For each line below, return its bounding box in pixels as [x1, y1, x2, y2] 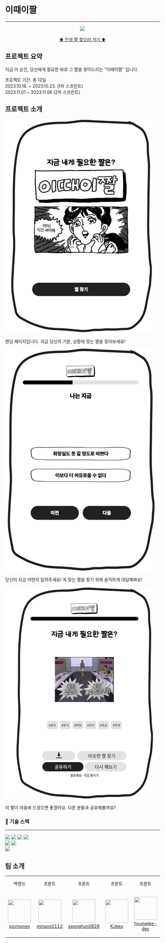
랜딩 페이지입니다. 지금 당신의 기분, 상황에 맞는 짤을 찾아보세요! [5, 339, 126, 345]
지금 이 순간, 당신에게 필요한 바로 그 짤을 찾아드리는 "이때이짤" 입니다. [5, 66, 139, 72]
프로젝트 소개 [5, 105, 43, 113]
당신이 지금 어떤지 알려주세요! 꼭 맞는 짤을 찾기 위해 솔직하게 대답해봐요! [5, 577, 142, 583]
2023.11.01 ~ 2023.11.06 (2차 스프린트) [5, 89, 81, 95]
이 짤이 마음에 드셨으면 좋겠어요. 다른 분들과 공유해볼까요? [5, 804, 116, 810]
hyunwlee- [134, 920, 157, 927]
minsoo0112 [36, 923, 63, 929]
